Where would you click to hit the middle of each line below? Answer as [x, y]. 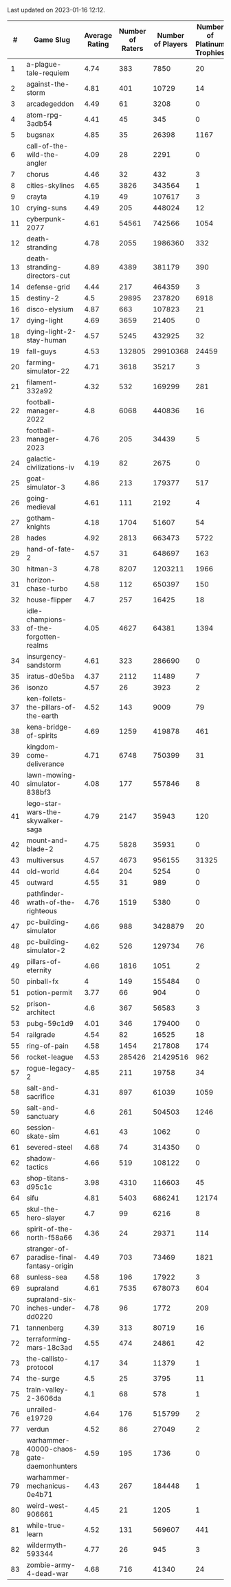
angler [37, 163]
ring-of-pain [47, 1046]
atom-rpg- [45, 115]
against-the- [48, 84]
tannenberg [45, 1328]
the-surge [43, 1378]
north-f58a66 [49, 1237]
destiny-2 [43, 298]
